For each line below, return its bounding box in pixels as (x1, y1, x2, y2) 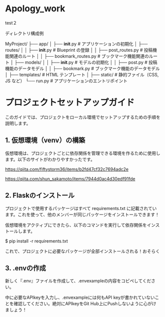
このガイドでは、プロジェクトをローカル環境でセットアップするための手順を (5, 114, 161, 120)
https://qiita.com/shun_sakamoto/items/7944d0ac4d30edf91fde (5, 176, 135, 181)
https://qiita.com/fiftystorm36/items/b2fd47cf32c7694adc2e (5, 166, 129, 172)
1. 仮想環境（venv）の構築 (5, 136, 85, 144)
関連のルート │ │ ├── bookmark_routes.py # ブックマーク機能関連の (9, 53, 149, 59)
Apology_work (5, 3, 66, 14)
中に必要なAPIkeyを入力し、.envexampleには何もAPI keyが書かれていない (5, 294, 155, 301)
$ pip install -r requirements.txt (5, 238, 68, 244)
